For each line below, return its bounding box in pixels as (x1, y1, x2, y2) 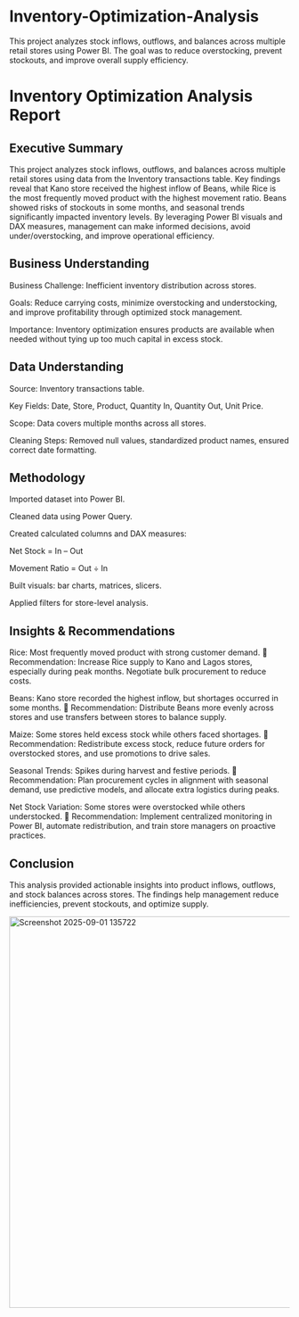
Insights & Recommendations (9, 623, 175, 639)
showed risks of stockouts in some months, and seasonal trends (9, 202, 245, 212)
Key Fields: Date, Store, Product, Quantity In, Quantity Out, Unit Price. (9, 400, 264, 411)
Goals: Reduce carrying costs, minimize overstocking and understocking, (9, 297, 278, 308)
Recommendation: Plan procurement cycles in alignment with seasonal (9, 774, 269, 786)
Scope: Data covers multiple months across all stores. (9, 418, 206, 428)
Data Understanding (9, 360, 125, 375)
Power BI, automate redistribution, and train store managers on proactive (9, 821, 276, 832)
